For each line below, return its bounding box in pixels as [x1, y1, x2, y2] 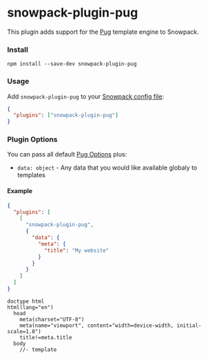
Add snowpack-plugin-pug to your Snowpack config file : [7, 92, 164, 101]
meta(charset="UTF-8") [19, 316, 85, 323]
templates [17, 171, 46, 179]
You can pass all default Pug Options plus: [7, 150, 127, 159]
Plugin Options [7, 134, 58, 144]
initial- [176, 322, 202, 329]
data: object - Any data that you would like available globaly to [17, 163, 198, 172]
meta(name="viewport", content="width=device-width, [19, 322, 174, 329]
